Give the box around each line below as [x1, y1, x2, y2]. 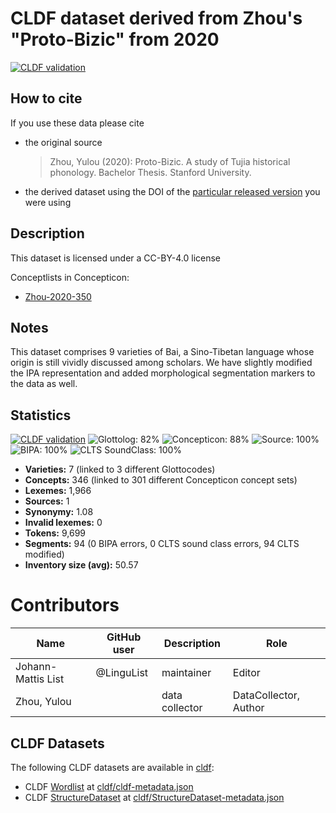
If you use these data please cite [10, 117, 145, 129]
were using [24, 196, 72, 208]
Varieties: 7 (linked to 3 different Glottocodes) [24, 463, 216, 476]
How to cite [10, 90, 83, 107]
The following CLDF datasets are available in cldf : [10, 761, 215, 773]
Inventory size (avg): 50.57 [24, 559, 139, 571]
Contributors [10, 594, 120, 617]
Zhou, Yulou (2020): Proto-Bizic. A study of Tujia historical [49, 155, 291, 167]
